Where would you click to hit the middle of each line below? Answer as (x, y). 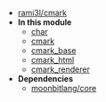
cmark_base (53, 51)
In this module (45, 22)
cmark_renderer (61, 69)
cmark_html (53, 60)
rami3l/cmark (42, 13)
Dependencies (45, 78)
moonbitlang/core (64, 88)
